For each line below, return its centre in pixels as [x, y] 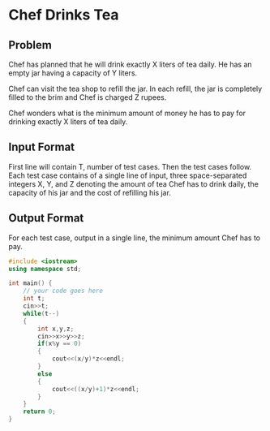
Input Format [42, 147]
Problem [30, 45]
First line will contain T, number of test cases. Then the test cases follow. [130, 166]
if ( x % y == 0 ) [60, 344]
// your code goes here [63, 291]
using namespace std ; [45, 269]
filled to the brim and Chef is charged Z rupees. [88, 97]
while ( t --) [41, 313]
